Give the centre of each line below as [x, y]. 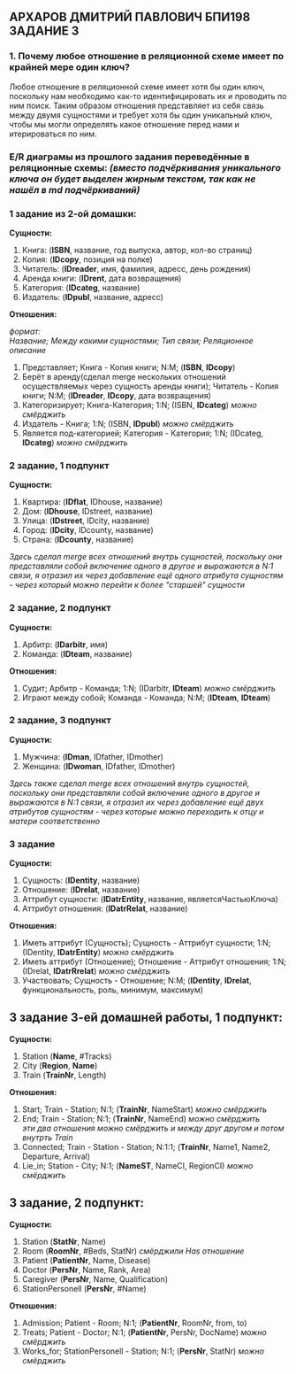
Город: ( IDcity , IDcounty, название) [88, 530]
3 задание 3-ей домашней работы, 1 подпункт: [146, 1018]
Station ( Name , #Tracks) [67, 1056]
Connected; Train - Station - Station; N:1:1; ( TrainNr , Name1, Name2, [146, 1146]
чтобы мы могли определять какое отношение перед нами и [125, 124]
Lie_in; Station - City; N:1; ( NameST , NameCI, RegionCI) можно [137, 1165]
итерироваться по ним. [53, 134]
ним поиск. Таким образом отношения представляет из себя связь [137, 105]
